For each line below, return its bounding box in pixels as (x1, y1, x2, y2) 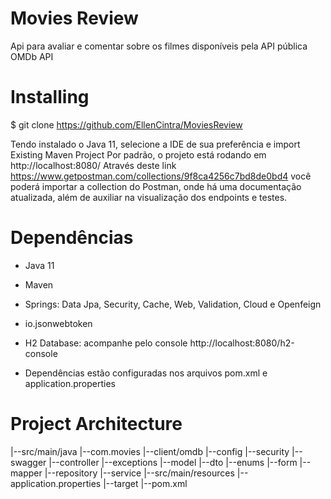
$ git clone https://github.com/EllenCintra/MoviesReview (10, 118, 243, 131)
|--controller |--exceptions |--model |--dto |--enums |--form (48, 456, 298, 468)
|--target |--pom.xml (103, 477, 188, 489)
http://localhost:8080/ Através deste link (10, 159, 177, 171)
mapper (10, 467, 43, 479)
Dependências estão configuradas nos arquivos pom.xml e (24, 367, 268, 379)
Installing (10, 86, 90, 109)
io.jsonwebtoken (24, 317, 93, 329)
